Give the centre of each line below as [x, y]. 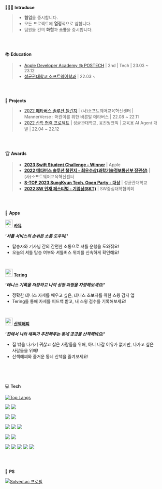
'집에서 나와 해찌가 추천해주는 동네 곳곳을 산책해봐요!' [55, 334]
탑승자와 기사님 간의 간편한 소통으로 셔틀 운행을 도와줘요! [66, 246]
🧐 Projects [16, 101]
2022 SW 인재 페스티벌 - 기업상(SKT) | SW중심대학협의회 [79, 189]
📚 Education [18, 54]
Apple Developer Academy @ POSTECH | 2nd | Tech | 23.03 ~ [86, 65]
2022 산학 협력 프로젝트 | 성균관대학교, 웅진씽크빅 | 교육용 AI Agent [88, 123]
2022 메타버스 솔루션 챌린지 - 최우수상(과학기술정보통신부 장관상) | [87, 170]
